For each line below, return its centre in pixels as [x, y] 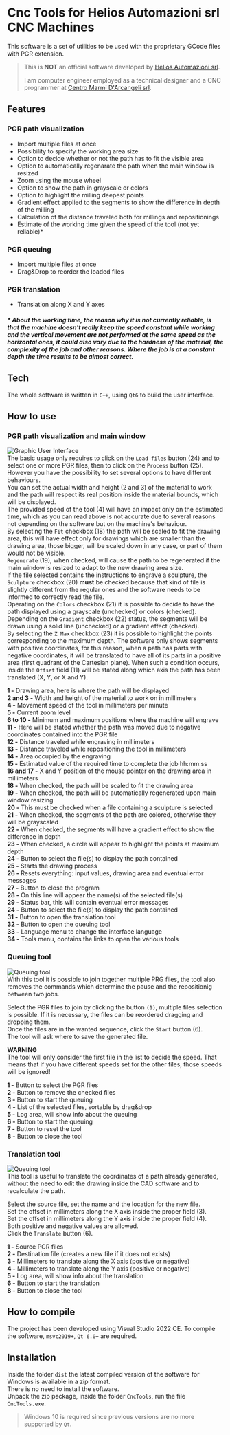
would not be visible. [36, 553]
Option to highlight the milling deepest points [80, 195]
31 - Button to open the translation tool [61, 917]
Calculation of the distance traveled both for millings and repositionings [118, 217]
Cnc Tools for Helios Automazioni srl [113, 13]
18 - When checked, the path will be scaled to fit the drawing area [100, 786]
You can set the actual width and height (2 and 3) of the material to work [110, 488]
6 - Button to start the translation [53, 1283]
